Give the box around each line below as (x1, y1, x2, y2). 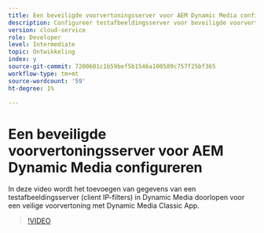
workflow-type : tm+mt (8, 70, 79, 78)
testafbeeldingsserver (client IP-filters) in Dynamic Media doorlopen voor (8, 193, 245, 202)
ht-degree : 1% (8, 84, 55, 93)
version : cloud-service (8, 26, 86, 34)
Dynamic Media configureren (8, 158, 203, 177)
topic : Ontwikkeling (8, 48, 76, 56)
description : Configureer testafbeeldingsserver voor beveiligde (8, 19, 226, 27)
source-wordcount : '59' (8, 77, 86, 85)
